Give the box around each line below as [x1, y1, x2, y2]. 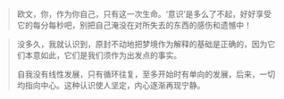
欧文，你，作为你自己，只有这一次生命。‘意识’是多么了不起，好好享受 [16, 9, 272, 19]
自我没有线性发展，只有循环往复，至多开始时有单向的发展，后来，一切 [16, 69, 276, 79]
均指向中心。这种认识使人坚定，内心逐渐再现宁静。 [16, 80, 205, 90]
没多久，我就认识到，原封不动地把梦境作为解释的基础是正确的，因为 [16, 39, 268, 49]
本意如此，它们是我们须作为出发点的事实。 [24, 50, 182, 61]
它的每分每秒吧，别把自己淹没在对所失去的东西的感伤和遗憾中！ [16, 20, 252, 30]
